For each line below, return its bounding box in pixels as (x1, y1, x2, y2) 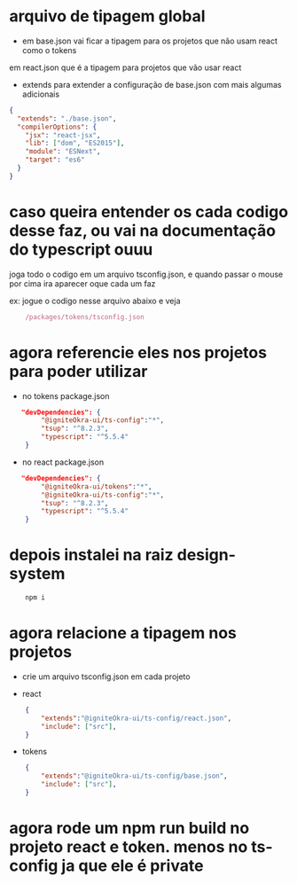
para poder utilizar (9, 361, 148, 381)
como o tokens (21, 44, 77, 55)
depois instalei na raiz (9, 545, 175, 565)
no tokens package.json (21, 390, 110, 401)
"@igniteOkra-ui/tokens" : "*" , (41, 481, 152, 491)
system (9, 564, 66, 584)
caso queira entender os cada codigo (9, 202, 289, 222)
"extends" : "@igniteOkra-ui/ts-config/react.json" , (41, 714, 232, 723)
